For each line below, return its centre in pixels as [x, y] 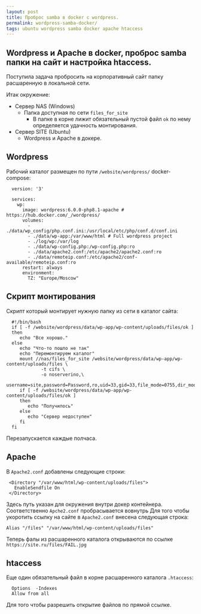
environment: [38, 273]
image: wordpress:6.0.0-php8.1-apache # [73, 210]
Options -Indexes [35, 589]
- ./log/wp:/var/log [53, 241]
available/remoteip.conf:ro [41, 262]
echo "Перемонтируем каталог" [57, 354]
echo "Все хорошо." [44, 338]
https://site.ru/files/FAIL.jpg [46, 545]
